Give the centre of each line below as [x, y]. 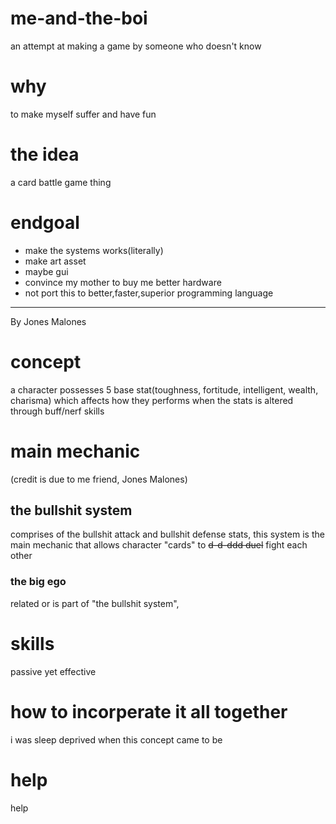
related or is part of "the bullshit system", [95, 603]
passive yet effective [53, 671]
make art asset [55, 261]
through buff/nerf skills [57, 411]
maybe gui [46, 271]
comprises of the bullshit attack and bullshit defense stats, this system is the [167, 534]
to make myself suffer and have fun [83, 114]
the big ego [38, 582]
